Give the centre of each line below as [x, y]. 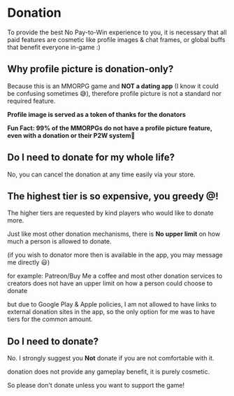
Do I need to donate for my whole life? [91, 158]
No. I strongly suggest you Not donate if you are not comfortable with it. [111, 358]
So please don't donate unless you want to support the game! [96, 386]
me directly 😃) [29, 262]
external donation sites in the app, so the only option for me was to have [111, 312]
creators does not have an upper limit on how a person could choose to [110, 283]
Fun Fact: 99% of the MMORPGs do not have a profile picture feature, [110, 128]
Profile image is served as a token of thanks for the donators [97, 114]
